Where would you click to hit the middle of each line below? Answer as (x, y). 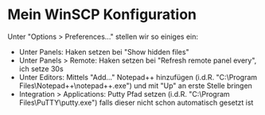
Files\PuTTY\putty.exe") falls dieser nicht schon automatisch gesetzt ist (136, 102)
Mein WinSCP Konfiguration (102, 15)
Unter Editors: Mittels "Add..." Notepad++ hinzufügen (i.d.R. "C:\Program (138, 77)
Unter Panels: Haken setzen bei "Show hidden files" (104, 52)
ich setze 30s (41, 68)
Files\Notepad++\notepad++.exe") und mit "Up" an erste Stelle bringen (135, 86)
